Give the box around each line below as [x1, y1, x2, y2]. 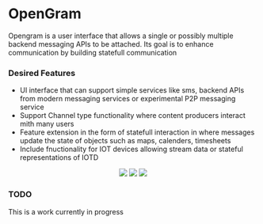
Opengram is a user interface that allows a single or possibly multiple [8, 31, 234, 40]
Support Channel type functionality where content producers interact [19, 111, 246, 120]
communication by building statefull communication [8, 47, 177, 57]
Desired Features [8, 67, 76, 78]
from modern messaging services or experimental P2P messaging [19, 94, 236, 104]
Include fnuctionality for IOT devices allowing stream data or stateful [19, 144, 244, 154]
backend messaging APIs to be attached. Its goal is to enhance [8, 39, 214, 48]
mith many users [19, 120, 74, 129]
